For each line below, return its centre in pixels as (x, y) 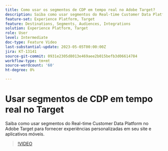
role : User (16, 33)
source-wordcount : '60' (30, 65)
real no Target (34, 110)
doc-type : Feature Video (31, 42)
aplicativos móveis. (25, 134)
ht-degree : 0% (20, 70)
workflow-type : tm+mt (28, 61)
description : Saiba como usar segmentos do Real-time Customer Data (78, 14)
